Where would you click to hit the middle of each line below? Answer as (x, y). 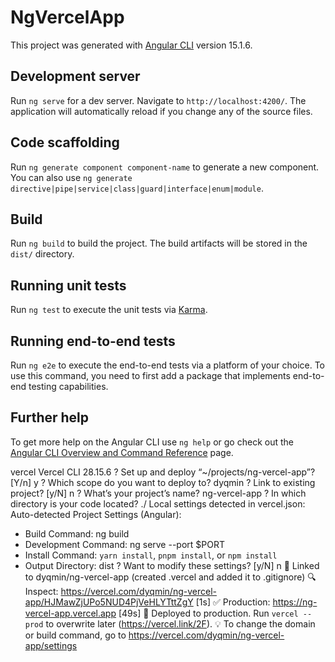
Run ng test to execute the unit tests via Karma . (109, 310)
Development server (75, 76)
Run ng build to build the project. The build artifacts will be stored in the (159, 243)
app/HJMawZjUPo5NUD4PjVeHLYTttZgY (109, 602)
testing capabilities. (68, 386)
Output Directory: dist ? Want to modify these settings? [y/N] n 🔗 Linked (172, 565)
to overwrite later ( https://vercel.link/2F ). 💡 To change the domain (180, 623)
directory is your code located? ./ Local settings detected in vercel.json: (158, 503)
